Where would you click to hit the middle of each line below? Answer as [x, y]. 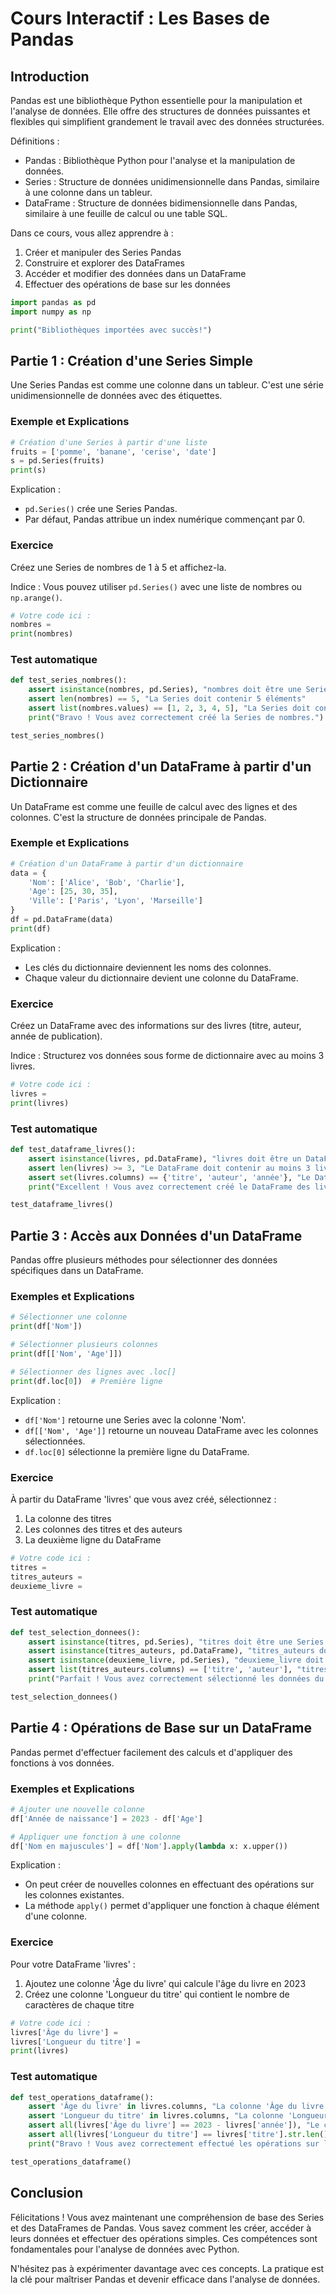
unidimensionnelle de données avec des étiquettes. [116, 396]
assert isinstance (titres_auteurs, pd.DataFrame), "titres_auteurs [171, 1651]
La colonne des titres [68, 1518]
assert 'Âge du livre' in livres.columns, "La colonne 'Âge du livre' [178, 2107]
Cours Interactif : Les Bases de [140, 18]
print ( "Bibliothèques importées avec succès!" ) [111, 330]
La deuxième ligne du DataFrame [93, 1539]
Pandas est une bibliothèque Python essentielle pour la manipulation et [156, 100]
